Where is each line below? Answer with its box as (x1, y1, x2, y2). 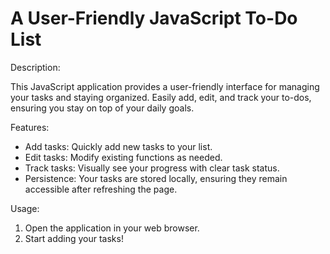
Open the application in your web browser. (24, 222, 200, 234)
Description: (10, 61, 61, 73)
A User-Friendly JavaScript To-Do (10, 7, 298, 30)
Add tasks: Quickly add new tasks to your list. (24, 140, 213, 152)
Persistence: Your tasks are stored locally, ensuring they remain (24, 172, 288, 184)
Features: (10, 121, 50, 133)
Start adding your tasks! (24, 232, 124, 244)
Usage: (10, 202, 40, 214)
